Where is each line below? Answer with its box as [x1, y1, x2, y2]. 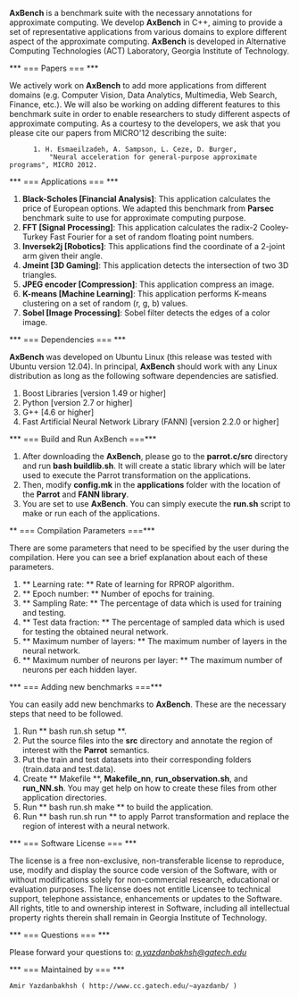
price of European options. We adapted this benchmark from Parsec [21, 203, 275, 214]
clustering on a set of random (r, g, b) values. [21, 298, 189, 308]
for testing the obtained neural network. [21, 626, 169, 637]
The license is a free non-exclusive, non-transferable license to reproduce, [9, 855, 285, 866]
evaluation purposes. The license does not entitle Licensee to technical [9, 884, 271, 894]
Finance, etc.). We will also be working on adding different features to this [9, 99, 281, 110]
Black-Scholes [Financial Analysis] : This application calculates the [21, 194, 270, 204]
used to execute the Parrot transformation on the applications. [21, 470, 252, 481]
